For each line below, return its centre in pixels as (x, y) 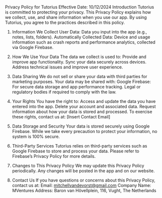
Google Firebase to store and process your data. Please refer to (76, 151)
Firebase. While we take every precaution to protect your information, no (85, 131)
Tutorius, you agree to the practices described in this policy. (65, 22)
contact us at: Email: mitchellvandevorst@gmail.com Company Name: (81, 185)
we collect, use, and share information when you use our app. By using (76, 17)
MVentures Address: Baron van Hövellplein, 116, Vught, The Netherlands (84, 190)
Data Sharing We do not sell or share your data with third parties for (80, 76)
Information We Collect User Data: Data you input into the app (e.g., (79, 32)
